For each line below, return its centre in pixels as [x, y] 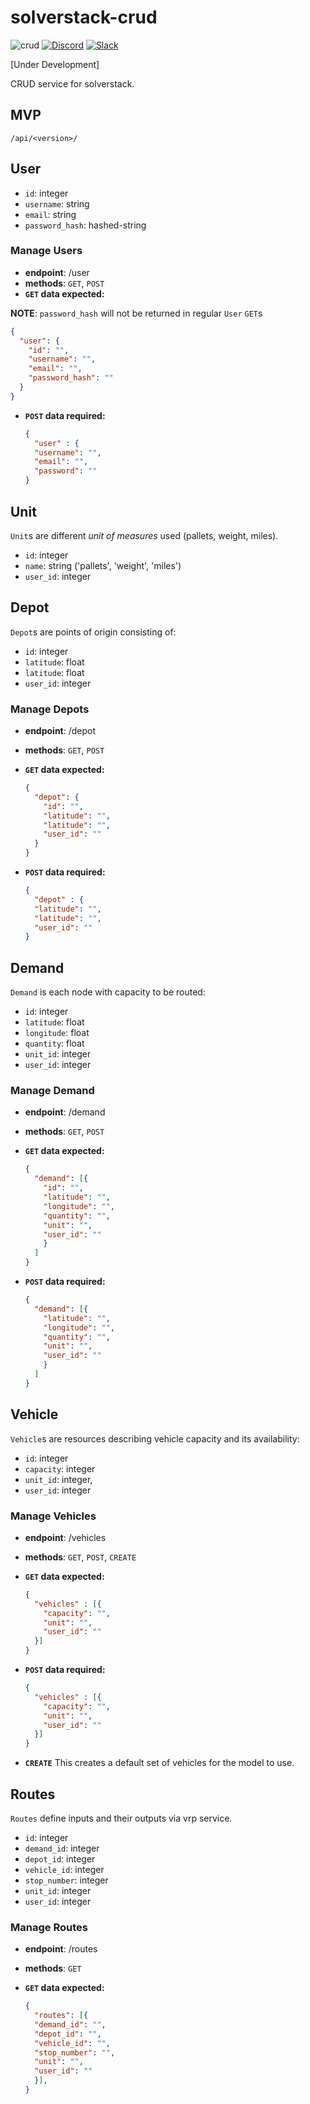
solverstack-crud [84, 17]
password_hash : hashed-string [85, 225]
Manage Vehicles [53, 1516]
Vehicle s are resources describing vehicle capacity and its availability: [155, 1438]
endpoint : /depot [60, 731]
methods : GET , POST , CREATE [80, 1557]
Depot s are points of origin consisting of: [93, 632]
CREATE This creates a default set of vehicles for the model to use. [159, 1763]
